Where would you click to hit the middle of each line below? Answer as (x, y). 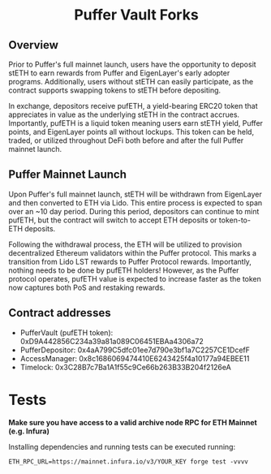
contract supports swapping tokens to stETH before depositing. (115, 90)
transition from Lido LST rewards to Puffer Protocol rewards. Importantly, (130, 261)
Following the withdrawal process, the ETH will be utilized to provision (125, 244)
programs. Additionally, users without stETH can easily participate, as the (131, 82)
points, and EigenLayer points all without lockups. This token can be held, (131, 132)
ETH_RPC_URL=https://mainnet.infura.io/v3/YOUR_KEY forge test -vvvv (129, 461)
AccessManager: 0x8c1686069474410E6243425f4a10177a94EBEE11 (135, 358)
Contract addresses (60, 313)
